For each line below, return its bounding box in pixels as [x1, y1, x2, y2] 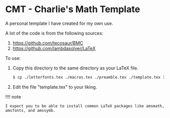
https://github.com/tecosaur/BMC [12, 40, 84, 46]
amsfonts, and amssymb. [5, 108, 56, 113]
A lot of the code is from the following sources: [5, 30, 104, 36]
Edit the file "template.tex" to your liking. [12, 84, 97, 90]
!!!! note [5, 94, 21, 100]
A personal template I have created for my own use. [5, 20, 113, 26]
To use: [5, 55, 21, 61]
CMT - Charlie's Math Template [5, 4, 141, 15]
